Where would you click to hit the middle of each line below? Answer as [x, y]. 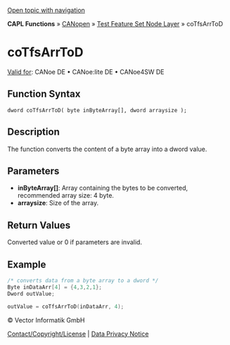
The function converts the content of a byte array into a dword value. [107, 149]
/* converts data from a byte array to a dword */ [83, 281]
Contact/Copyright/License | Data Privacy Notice [78, 334]
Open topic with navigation [46, 10]
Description [33, 132]
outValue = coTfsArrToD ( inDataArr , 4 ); [66, 306]
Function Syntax [44, 94]
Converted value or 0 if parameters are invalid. [75, 242]
